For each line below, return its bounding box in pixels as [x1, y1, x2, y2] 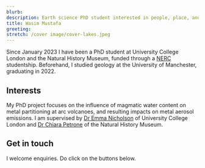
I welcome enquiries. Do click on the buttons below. [6, 155, 136, 162]
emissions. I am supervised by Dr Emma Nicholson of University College [6, 114, 188, 122]
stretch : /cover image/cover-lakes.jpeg [6, 32, 111, 38]
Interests [6, 85, 41, 96]
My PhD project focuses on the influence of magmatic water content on [6, 101, 186, 108]
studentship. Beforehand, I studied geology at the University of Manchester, [6, 61, 197, 69]
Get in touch [6, 138, 54, 149]
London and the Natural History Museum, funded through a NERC [6, 55, 171, 62]
